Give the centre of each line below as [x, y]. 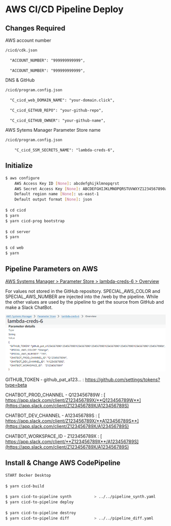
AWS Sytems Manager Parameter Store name [53, 130]
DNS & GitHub [20, 80]
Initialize [19, 166]
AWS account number [28, 40]
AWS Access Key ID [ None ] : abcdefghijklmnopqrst [67, 183]
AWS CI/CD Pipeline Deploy [64, 9]
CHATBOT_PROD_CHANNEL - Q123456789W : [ [55, 395]
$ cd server [18, 232]
